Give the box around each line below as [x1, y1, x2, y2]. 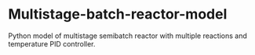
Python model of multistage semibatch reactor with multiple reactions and [8, 31, 247, 40]
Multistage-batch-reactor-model [8, 5, 228, 23]
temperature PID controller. [8, 39, 96, 48]
